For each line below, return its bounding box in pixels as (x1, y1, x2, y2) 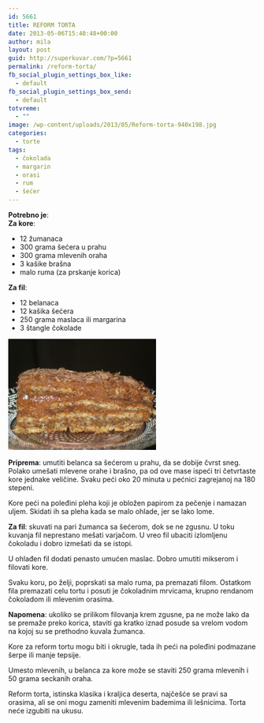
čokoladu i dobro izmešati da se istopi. (8, 539, 133, 548)
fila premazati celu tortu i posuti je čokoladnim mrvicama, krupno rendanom (8, 586, 254, 595)
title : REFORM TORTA (8, 21, 76, 29)
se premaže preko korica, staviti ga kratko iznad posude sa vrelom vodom (8, 618, 248, 627)
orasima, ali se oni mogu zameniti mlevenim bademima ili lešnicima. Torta (8, 698, 247, 706)
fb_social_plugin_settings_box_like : (8, 71, 132, 79)
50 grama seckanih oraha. (8, 674, 93, 683)
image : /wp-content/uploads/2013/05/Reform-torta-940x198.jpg (8, 121, 217, 129)
